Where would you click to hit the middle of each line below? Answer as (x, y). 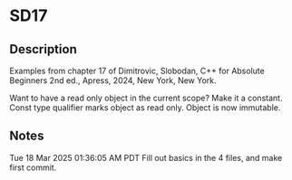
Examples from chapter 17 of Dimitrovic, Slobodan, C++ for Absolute (137, 71)
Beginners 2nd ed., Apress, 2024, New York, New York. (113, 81)
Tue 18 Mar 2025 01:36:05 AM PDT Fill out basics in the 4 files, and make (146, 157)
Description (43, 49)
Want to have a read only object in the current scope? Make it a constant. (146, 98)
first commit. (33, 167)
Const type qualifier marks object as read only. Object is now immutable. (145, 108)
